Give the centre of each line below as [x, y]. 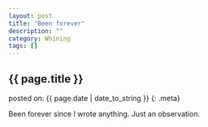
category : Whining [39, 38]
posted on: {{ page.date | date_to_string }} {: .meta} [94, 98]
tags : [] [23, 46]
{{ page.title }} [46, 79]
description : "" [36, 31]
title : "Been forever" [47, 23]
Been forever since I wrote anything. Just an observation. [104, 113]
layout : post [30, 16]
